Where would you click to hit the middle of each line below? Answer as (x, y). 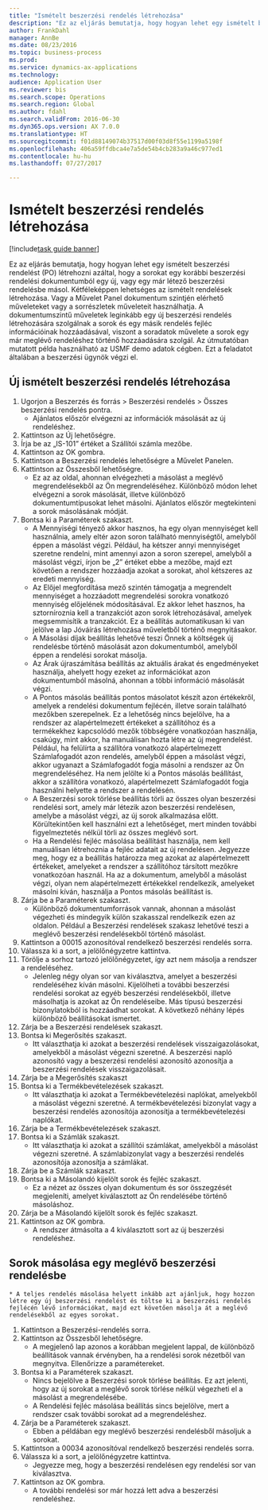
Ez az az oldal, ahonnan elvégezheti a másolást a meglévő (128, 477)
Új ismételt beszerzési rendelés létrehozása (120, 382)
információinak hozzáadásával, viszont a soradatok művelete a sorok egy (129, 332)
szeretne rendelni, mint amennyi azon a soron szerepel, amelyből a (142, 553)
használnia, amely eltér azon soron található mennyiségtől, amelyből (144, 536)
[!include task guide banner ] (54, 249)
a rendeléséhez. (47, 967)
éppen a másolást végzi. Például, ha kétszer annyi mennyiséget (136, 545)
